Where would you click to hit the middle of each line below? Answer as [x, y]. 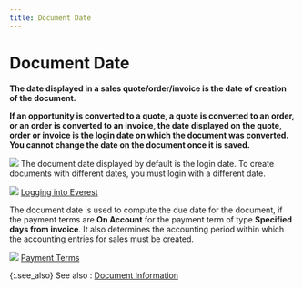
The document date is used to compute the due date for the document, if [146, 210]
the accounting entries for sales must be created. [101, 239]
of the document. [43, 98]
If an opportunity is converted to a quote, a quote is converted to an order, [152, 116]
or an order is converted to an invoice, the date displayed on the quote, [146, 125]
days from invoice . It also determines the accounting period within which [147, 229]
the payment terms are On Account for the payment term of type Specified [151, 219]
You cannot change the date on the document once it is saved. [130, 144]
